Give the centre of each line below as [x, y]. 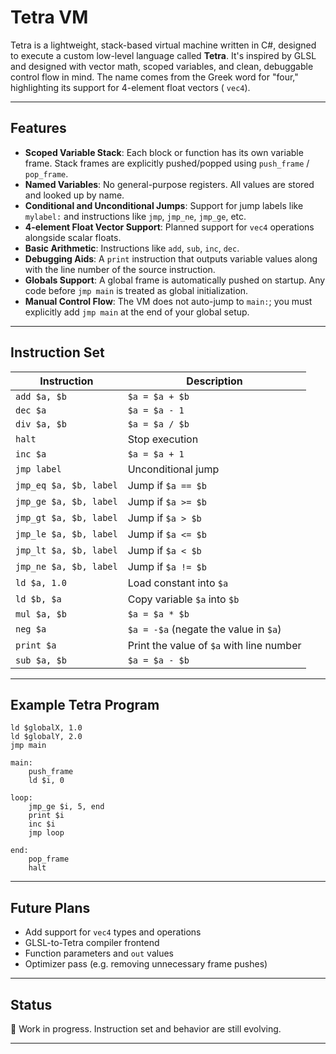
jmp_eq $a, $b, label [66, 485]
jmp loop [46, 833]
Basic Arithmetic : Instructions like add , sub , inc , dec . [132, 248]
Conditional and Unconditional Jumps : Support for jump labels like [164, 205]
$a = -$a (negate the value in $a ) [204, 629]
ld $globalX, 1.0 [46, 728]
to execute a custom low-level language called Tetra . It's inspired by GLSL [163, 55]
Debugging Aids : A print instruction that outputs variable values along [171, 258]
